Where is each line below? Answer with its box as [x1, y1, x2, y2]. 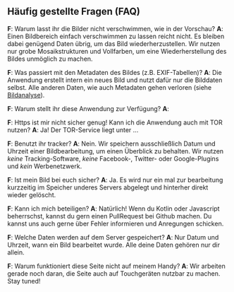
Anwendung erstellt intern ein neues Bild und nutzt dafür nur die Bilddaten [7, 76, 223, 84]
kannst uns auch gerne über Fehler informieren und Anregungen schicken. [7, 219, 224, 228]
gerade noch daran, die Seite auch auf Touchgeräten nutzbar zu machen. [7, 269, 221, 278]
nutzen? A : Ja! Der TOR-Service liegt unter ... [7, 125, 139, 134]
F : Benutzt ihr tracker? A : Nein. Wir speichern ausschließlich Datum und [7, 139, 216, 148]
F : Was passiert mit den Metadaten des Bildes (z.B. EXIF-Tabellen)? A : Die [7, 68, 222, 76]
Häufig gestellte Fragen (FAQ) [7, 6, 141, 18]
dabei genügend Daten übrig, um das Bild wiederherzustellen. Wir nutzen [7, 39, 221, 48]
